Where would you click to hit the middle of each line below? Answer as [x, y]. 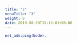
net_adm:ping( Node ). [26, 36]
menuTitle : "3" [20, 14]
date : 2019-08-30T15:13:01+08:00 [39, 23]
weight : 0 [15, 18]
